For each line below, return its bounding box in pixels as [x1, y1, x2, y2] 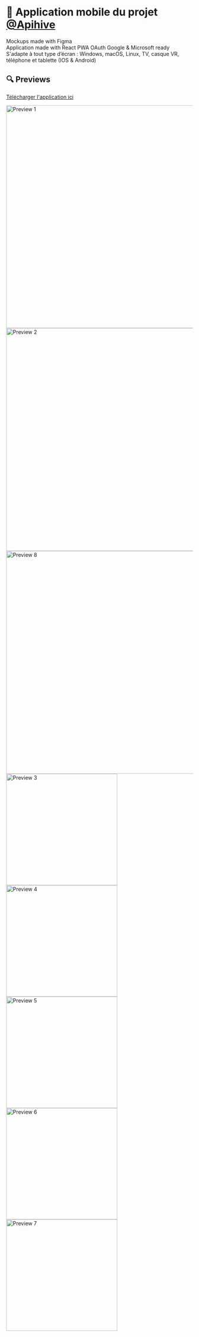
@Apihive [6, 18, 56, 31]
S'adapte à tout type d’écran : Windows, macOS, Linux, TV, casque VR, [6, 50, 179, 57]
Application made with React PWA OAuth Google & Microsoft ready [6, 44, 170, 51]
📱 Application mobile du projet [6, 5, 158, 19]
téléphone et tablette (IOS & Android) [6, 56, 97, 64]
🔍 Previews [6, 74, 51, 85]
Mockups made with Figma [6, 37, 72, 45]
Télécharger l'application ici [6, 93, 74, 100]
